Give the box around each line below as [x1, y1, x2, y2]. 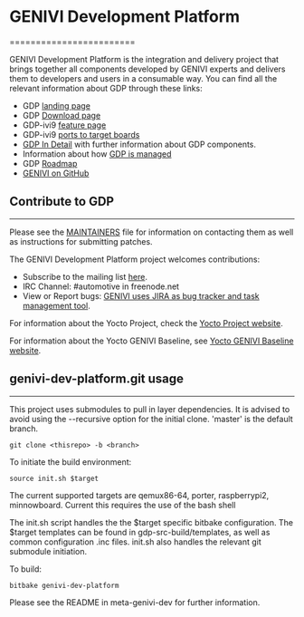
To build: [9, 564, 43, 574]
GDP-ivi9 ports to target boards [22, 129, 140, 140]
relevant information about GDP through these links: [9, 82, 204, 93]
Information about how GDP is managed [22, 148, 172, 159]
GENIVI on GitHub [22, 168, 90, 178]
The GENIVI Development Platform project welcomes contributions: [9, 254, 261, 265]
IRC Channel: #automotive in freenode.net [22, 281, 179, 292]
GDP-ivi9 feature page [22, 120, 107, 130]
